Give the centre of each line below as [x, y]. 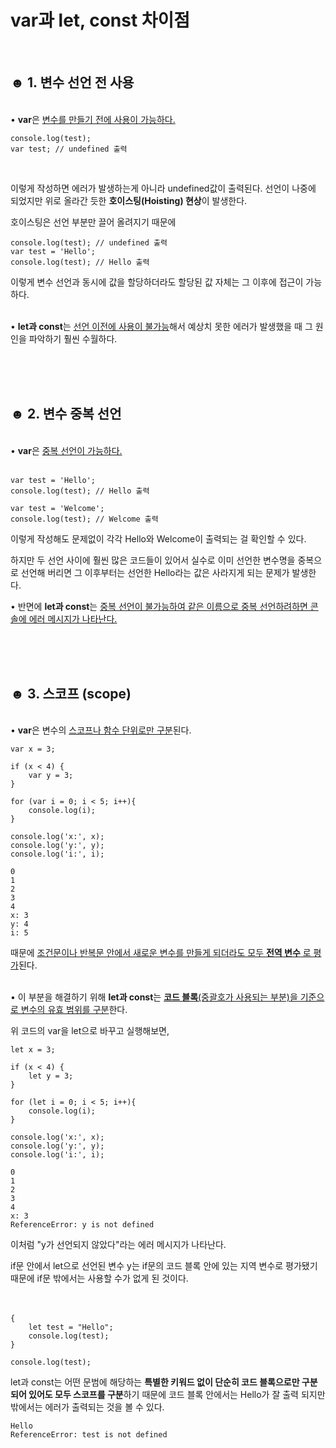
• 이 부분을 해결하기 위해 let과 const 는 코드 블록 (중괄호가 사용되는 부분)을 [154, 997]
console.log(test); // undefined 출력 [89, 242]
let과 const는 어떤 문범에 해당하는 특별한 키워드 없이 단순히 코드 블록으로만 [155, 1382]
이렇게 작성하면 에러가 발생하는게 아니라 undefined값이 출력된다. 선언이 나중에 [163, 188]
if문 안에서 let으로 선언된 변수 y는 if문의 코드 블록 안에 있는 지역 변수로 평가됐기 [164, 1266]
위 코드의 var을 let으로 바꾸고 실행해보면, [90, 1031]
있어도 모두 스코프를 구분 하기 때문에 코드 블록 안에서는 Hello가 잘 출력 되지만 [177, 1395]
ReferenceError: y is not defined [82, 1225]
